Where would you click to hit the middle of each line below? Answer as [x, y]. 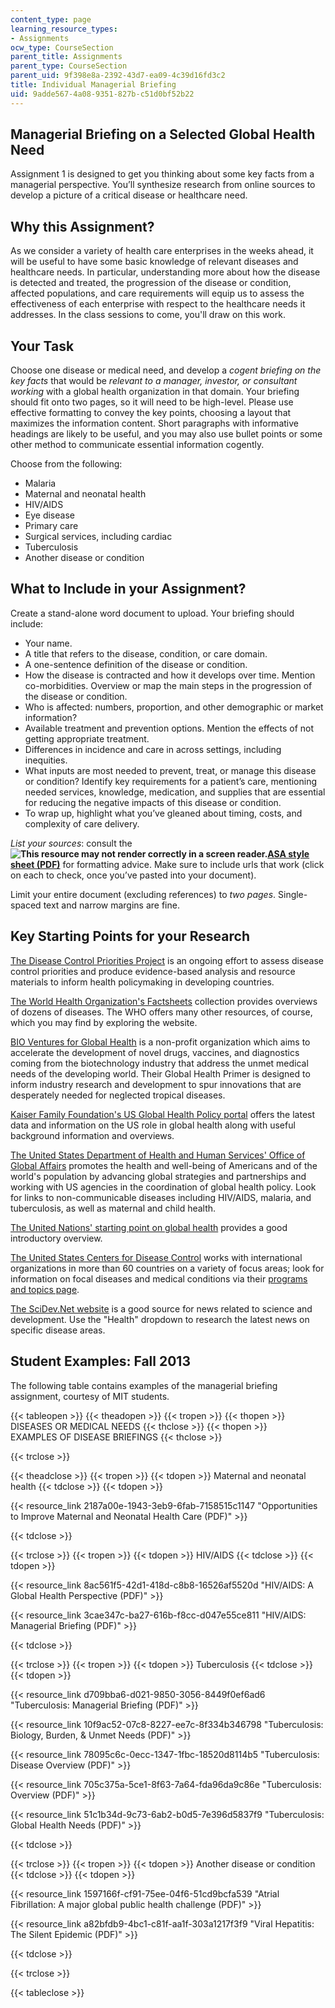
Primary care [51, 526]
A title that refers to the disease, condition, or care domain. [146, 653]
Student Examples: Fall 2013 [100, 1361]
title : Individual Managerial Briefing [93, 85]
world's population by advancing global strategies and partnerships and [158, 1176]
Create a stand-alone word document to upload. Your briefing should [152, 613]
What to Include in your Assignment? [128, 589]
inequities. [46, 760]
